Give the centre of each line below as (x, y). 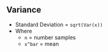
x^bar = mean (41, 44)
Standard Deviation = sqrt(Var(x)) (59, 24)
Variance (24, 10)
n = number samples (50, 37)
